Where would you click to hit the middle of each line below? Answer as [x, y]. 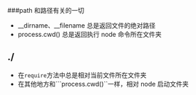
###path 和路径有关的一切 [46, 10]
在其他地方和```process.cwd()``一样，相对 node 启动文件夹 [103, 84]
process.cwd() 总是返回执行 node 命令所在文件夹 [89, 34]
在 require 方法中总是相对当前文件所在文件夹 [82, 75]
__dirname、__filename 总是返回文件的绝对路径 [86, 26]
